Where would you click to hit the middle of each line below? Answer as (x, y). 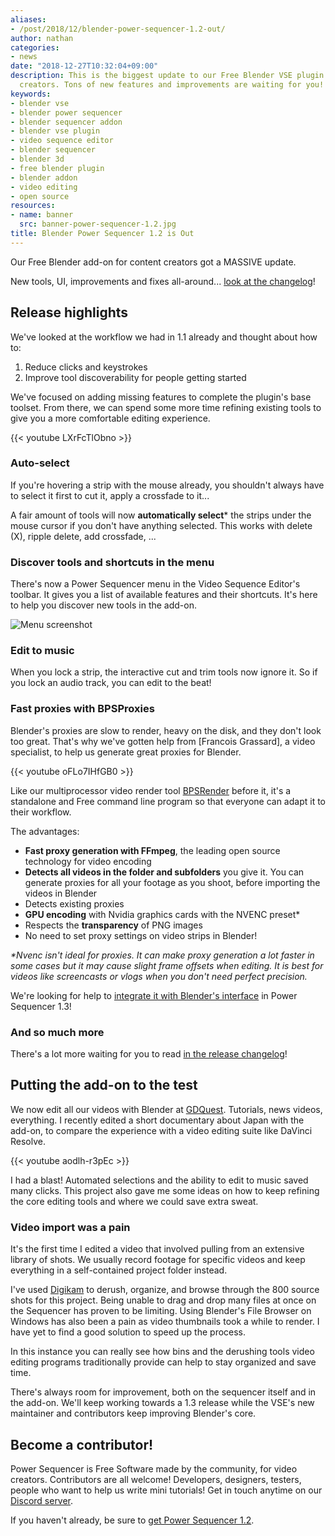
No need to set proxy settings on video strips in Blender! (141, 935)
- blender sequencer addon (66, 122)
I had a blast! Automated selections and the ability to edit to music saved (159, 1180)
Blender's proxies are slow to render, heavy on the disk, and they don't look (166, 730)
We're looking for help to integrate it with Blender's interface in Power (154, 995)
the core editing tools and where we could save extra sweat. (134, 1201)
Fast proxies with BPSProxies (82, 709)
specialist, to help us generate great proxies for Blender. (126, 752)
